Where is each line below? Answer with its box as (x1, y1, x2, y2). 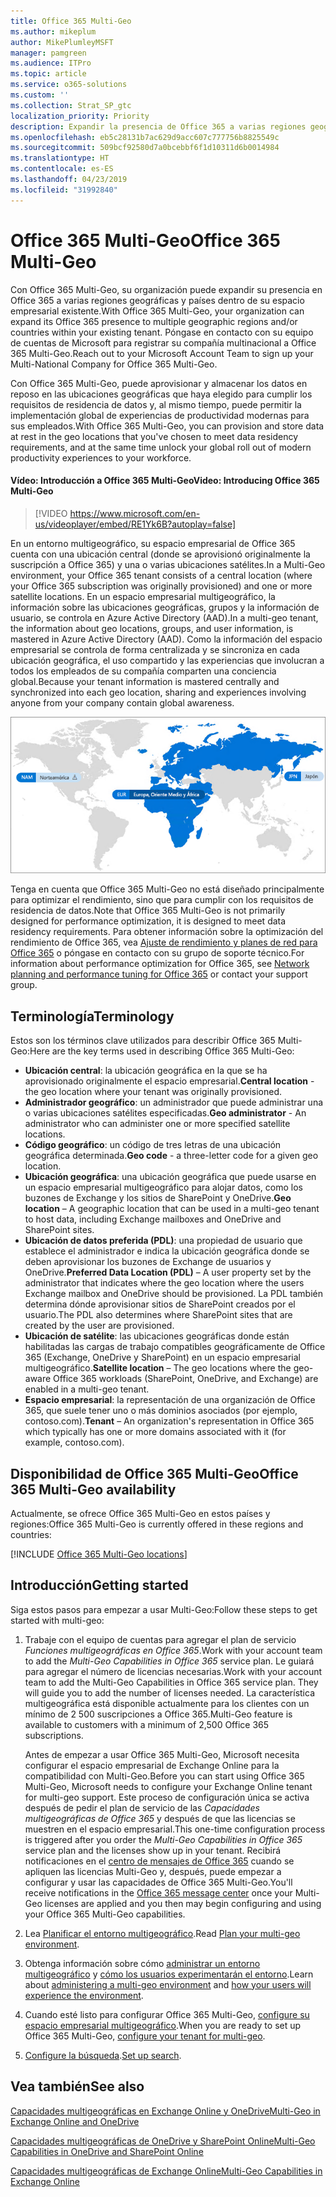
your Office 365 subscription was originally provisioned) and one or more (10, 580, 313, 592)
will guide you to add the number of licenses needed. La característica (24, 1686, 316, 1699)
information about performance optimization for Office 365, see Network (10, 958, 310, 970)
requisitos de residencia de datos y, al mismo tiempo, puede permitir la (10, 398, 302, 410)
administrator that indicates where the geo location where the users (24, 1277, 305, 1289)
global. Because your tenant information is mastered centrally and (10, 675, 280, 687)
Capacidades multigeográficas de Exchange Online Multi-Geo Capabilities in (10, 2165, 323, 2177)
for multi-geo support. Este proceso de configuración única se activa (24, 1791, 310, 1803)
